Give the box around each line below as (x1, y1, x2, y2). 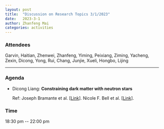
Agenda (5, 74, 24, 81)
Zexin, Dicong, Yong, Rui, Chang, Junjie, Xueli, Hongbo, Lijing (5, 58, 128, 64)
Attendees (5, 42, 31, 48)
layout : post (5, 7, 32, 12)
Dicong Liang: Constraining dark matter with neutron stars (12, 86, 133, 91)
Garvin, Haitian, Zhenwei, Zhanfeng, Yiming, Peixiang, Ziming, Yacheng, (5, 52, 149, 59)
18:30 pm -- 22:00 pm (5, 118, 50, 125)
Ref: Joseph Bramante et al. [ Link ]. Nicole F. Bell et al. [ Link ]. (12, 95, 134, 101)
